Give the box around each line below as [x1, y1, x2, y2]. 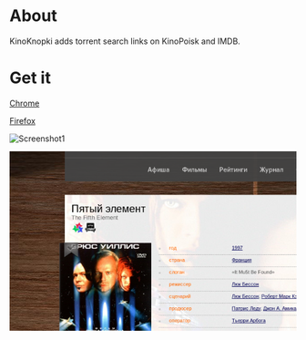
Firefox [9, 115, 36, 126]
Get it [9, 67, 52, 88]
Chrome [9, 98, 40, 108]
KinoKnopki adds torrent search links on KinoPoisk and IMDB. [9, 36, 241, 46]
